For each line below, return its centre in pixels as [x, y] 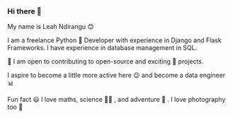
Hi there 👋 [25, 11]
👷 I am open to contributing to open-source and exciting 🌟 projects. [106, 61]
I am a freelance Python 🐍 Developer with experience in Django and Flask [114, 40]
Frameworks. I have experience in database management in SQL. [102, 48]
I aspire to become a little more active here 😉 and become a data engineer [116, 75]
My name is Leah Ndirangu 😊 [51, 27]
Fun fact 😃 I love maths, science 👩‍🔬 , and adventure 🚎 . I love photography [116, 100]
